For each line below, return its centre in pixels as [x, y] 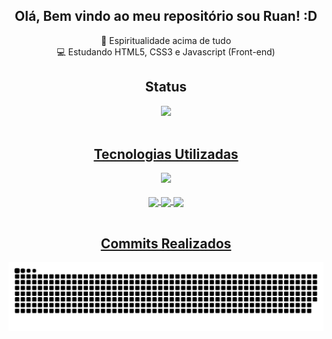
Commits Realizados [166, 243]
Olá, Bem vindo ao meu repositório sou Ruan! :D [166, 16]
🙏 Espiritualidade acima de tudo [166, 40]
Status [166, 87]
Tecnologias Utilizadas [166, 154]
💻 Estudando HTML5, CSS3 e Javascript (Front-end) [166, 51]
